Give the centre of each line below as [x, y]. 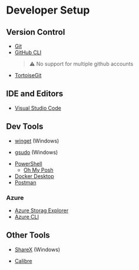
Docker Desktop [34, 176]
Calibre [23, 261]
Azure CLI [27, 216]
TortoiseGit [28, 75]
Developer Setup [48, 10]
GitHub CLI [28, 52]
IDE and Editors [35, 94]
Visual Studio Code [38, 108]
